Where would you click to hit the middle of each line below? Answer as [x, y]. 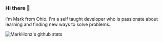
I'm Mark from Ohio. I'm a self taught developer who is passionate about [81, 19]
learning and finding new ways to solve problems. [58, 24]
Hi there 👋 [18, 8]
